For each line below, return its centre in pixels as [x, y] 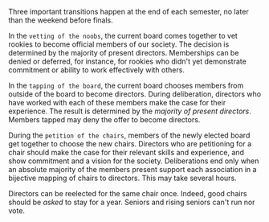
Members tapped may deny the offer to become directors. [104, 119]
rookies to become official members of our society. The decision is [119, 44]
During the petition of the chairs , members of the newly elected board [129, 135]
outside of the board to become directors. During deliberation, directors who [135, 94]
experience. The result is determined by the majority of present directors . [130, 111]
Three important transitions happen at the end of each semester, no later [128, 12]
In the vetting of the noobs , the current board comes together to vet [123, 36]
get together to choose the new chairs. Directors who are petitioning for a [130, 144]
